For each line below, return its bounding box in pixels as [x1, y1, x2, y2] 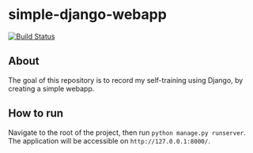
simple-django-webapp [8, 6, 168, 24]
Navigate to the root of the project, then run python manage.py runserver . [8, 128, 247, 137]
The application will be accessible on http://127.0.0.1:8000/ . [8, 136, 211, 145]
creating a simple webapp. [8, 84, 95, 93]
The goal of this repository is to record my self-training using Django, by [8, 75, 244, 84]
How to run [8, 106, 64, 120]
